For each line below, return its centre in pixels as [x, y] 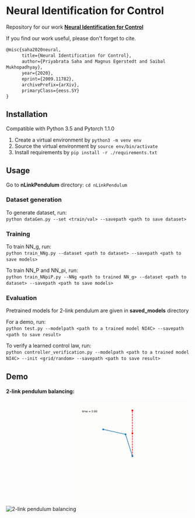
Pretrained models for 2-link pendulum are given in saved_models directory [97, 310]
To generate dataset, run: [36, 212]
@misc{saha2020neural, [34, 50]
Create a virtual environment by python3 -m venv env [78, 140]
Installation [27, 114]
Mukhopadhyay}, [25, 67]
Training [18, 234]
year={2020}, [37, 73]
